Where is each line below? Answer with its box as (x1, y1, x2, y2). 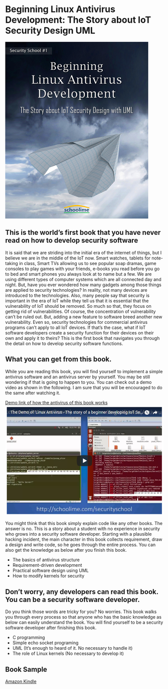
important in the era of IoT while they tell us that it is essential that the (5, 298, 149, 304)
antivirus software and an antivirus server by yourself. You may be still (5, 374, 150, 380)
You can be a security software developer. (5, 595, 140, 604)
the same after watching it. (5, 390, 61, 396)
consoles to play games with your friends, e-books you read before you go (5, 266, 160, 272)
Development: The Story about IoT (5, 14, 151, 26)
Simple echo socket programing (12, 640, 79, 646)
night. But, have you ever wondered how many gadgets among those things (5, 282, 161, 288)
